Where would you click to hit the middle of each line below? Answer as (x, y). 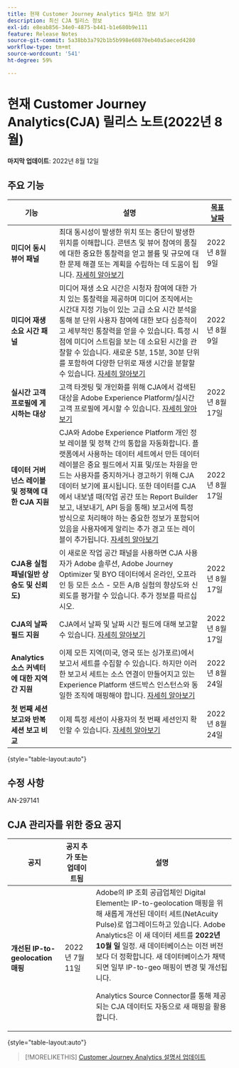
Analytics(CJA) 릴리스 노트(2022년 (110, 122)
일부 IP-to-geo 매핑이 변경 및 (158, 967)
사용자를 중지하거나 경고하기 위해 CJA (134, 475)
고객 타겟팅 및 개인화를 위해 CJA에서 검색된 (128, 387)
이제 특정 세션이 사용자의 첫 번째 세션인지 (124, 719)
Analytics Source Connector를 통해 (154, 996)
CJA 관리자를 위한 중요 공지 (65, 825)
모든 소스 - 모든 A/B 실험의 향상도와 (133, 585)
